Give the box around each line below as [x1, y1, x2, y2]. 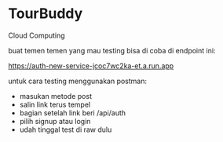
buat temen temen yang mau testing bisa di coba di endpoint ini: [8, 46, 216, 55]
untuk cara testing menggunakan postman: [8, 76, 148, 86]
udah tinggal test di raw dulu [19, 125, 112, 134]
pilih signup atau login [19, 116, 91, 126]
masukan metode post [19, 91, 93, 100]
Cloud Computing [8, 31, 65, 40]
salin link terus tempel [19, 100, 91, 109]
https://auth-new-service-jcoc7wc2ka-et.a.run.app [8, 60, 174, 71]
